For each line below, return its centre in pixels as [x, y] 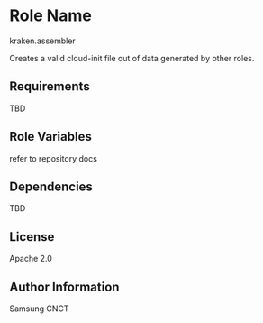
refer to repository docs [53, 158]
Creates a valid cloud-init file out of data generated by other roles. [132, 58]
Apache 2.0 [31, 259]
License [32, 237]
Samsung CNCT [39, 309]
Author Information [64, 286]
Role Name [50, 16]
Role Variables [50, 137]
